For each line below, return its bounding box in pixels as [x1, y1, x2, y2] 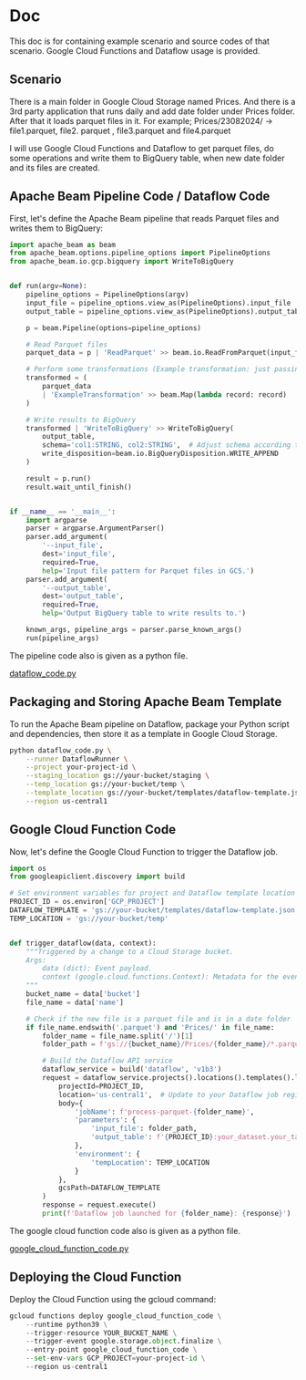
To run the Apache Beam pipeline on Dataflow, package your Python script [9, 718, 290, 730]
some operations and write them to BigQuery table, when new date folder [9, 152, 285, 163]
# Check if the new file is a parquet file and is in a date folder [25, 1014, 291, 1023]
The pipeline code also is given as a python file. [9, 649, 189, 661]
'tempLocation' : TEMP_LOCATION [90, 1157, 209, 1167]
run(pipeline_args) [25, 633, 100, 643]
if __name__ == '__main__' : [9, 507, 117, 516]
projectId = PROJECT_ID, [57, 1082, 145, 1091]
